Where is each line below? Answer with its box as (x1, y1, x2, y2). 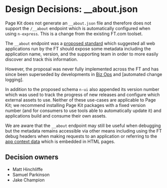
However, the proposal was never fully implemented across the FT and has (5, 66, 159, 72)
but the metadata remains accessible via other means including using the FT (5, 127, 162, 133)
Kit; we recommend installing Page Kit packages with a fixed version (5, 102, 146, 108)
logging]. (5, 76, 24, 82)
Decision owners (5, 153, 59, 161)
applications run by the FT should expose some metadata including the (5, 45, 151, 51)
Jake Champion (12, 176, 45, 183)
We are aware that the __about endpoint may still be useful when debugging (5, 122, 161, 128)
